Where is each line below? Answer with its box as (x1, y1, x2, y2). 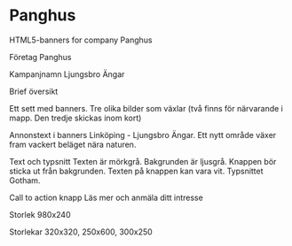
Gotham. (9, 174, 41, 186)
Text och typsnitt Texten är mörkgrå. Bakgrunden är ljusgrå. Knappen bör (9, 156, 277, 166)
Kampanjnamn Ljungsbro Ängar (9, 68, 125, 80)
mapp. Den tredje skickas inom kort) (9, 112, 142, 123)
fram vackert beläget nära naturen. (9, 139, 137, 150)
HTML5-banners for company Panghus (9, 35, 153, 45)
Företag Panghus (9, 51, 72, 62)
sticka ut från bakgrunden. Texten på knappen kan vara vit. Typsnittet (9, 165, 264, 176)
